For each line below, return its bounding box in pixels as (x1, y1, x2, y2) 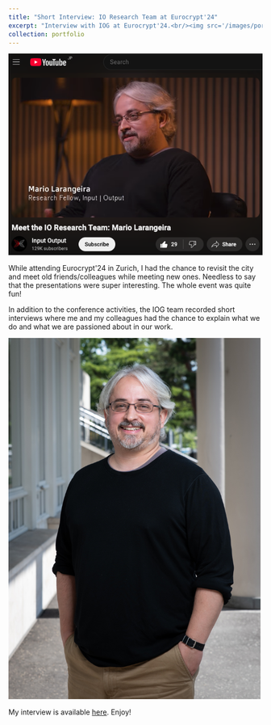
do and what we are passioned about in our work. (8, 322, 173, 331)
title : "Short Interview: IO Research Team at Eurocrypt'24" (8, 13, 219, 21)
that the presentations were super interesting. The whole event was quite (8, 280, 252, 290)
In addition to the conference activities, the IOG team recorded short (8, 305, 236, 314)
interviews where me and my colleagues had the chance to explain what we (8, 314, 261, 323)
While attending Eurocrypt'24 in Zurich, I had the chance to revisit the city (8, 263, 254, 273)
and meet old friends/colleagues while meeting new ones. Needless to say (8, 272, 256, 282)
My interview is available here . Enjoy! (8, 707, 131, 717)
